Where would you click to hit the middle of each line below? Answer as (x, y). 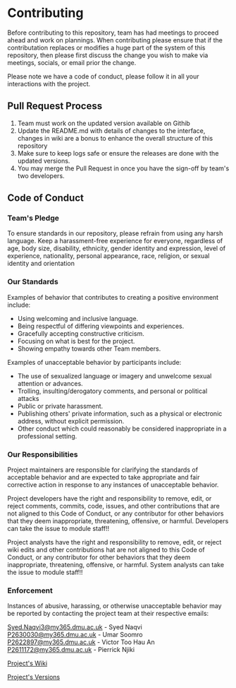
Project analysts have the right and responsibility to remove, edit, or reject (114, 542)
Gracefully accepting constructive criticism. (81, 333)
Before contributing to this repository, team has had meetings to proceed (113, 33)
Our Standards (33, 282)
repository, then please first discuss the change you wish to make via (108, 55)
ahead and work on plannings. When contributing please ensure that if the (115, 40)
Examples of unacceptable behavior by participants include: (94, 362)
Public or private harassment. (60, 406)
